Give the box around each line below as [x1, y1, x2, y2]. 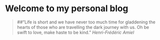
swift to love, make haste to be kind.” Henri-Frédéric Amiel [17, 29, 134, 35]
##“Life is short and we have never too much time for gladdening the [17, 19, 156, 25]
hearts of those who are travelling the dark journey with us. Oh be [17, 24, 150, 30]
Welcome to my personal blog [5, 3, 128, 14]
